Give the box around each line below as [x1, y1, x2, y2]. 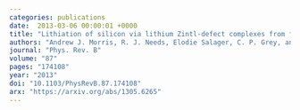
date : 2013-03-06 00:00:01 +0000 [9, 21, 138, 30]
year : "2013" [9, 71, 58, 80]
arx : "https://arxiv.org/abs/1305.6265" [9, 87, 162, 96]
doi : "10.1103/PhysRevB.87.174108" [9, 79, 142, 88]
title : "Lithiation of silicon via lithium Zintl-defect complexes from [9, 29, 286, 38]
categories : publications [9, 12, 105, 22]
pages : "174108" [9, 63, 70, 72]
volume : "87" [9, 54, 58, 63]
